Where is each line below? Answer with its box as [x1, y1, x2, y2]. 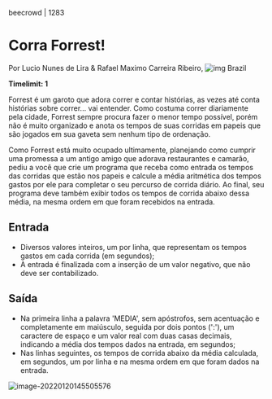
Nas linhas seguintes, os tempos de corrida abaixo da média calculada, [19, 348, 259, 357]
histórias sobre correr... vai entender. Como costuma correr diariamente [8, 103, 249, 113]
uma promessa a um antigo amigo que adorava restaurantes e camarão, [8, 153, 249, 163]
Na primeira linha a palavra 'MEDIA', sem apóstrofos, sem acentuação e [19, 313, 260, 323]
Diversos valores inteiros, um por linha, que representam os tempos [19, 242, 248, 252]
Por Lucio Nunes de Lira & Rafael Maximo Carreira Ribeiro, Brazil [8, 63, 247, 72]
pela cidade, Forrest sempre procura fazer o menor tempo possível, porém [8, 112, 258, 121]
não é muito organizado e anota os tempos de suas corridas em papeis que [8, 121, 261, 130]
